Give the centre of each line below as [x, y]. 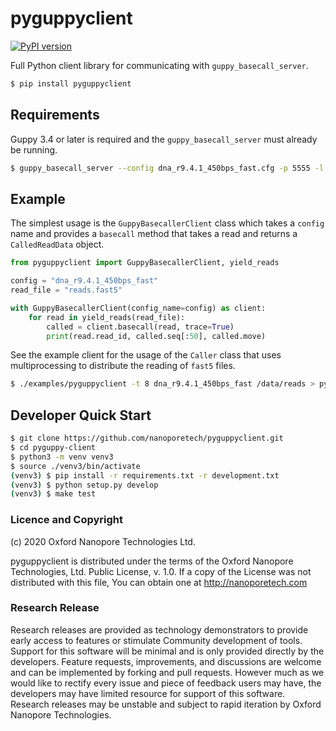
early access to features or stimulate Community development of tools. [156, 640]
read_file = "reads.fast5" [66, 290]
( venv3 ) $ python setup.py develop [84, 485]
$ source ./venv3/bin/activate [75, 466]
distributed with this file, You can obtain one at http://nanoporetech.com [159, 582]
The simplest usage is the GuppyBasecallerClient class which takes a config [167, 223]
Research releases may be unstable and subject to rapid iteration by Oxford [166, 704]
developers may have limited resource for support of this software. [148, 693]
